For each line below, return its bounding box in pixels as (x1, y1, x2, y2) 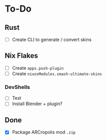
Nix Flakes (5, 52, 38, 60)
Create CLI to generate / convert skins (12, 36, 92, 42)
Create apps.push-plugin (12, 65, 64, 71)
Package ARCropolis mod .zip (12, 129, 76, 135)
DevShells (5, 83, 30, 90)
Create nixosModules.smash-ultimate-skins (12, 70, 102, 76)
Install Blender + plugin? (12, 101, 63, 107)
